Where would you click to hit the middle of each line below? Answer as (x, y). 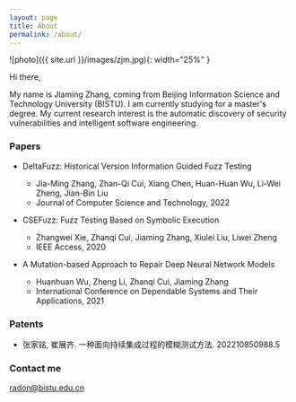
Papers (25, 146)
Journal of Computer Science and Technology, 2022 (133, 202)
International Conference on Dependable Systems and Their (147, 291)
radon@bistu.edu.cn (47, 388)
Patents (26, 324)
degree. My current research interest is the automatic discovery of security (148, 114)
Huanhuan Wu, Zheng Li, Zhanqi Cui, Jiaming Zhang (132, 281)
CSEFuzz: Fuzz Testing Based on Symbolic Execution (121, 220)
